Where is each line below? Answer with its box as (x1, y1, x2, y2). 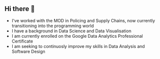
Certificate (11, 38, 33, 44)
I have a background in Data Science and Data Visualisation (11, 28, 132, 34)
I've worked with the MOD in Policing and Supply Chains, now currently (11, 17, 156, 23)
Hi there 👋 (4, 5, 35, 13)
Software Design (11, 48, 46, 54)
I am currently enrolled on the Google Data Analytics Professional (11, 33, 143, 39)
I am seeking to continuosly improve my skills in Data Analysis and (11, 43, 145, 49)
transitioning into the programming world (11, 23, 94, 29)
